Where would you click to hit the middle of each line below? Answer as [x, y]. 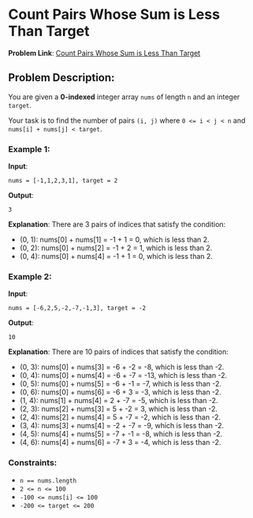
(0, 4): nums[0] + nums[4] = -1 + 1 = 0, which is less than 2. [116, 257]
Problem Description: [61, 78]
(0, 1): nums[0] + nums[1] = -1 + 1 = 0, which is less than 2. [115, 240]
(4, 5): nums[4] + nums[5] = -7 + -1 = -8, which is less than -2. [121, 434]
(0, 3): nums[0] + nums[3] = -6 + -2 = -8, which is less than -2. [122, 367]
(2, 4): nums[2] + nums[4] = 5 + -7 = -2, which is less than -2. [120, 417]
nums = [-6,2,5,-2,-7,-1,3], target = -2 [77, 309]
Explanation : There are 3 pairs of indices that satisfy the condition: [117, 224]
